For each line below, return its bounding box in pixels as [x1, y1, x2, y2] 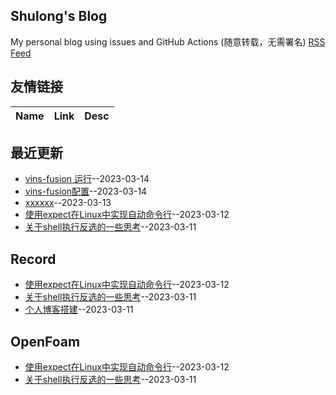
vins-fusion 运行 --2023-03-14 [24, 173, 150, 185]
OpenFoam [10, 333, 81, 350]
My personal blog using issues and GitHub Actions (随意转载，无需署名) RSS [10, 35, 326, 48]
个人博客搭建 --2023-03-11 [24, 304, 134, 316]
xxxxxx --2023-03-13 [24, 197, 112, 209]
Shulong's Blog [10, 8, 108, 25]
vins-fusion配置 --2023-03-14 [24, 185, 148, 198]
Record [10, 250, 57, 268]
